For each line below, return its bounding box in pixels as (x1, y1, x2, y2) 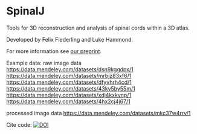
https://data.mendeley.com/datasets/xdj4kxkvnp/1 (6, 91, 132, 98)
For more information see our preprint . (6, 47, 102, 55)
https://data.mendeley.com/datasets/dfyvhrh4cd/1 (6, 78, 132, 86)
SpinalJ (6, 4, 45, 18)
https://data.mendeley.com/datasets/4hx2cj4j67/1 (6, 98, 131, 105)
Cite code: (6, 121, 32, 128)
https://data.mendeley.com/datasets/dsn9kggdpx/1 (6, 65, 134, 73)
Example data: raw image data (6, 59, 82, 66)
